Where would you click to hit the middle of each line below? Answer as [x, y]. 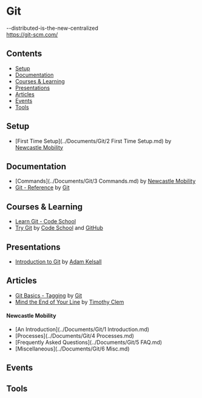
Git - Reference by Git [42, 187]
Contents [24, 54]
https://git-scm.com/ [32, 34]
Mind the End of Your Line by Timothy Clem [69, 302]
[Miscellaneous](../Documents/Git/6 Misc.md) [72, 349]
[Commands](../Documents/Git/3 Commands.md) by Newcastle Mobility [105, 181]
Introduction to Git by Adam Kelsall [58, 262]
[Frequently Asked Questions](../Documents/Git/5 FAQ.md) [89, 343]
